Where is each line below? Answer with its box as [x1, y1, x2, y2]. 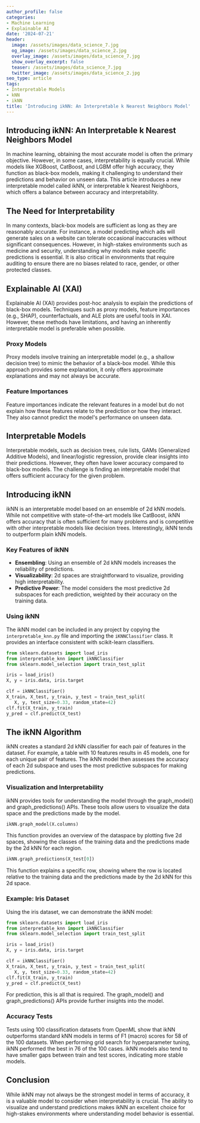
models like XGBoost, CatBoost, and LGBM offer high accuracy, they [6, 163, 174, 170]
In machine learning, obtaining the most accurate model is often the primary [6, 151, 193, 158]
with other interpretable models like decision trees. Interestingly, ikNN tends [6, 524, 193, 532]
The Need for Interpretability [6, 206, 115, 216]
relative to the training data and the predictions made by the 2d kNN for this [6, 873, 192, 880]
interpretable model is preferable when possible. [6, 325, 125, 332]
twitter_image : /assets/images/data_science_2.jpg [11, 70, 140, 76]
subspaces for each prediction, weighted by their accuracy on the [14, 591, 177, 598]
